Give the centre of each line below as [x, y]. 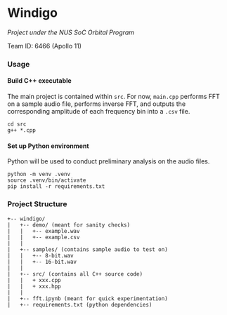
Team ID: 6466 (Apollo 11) [45, 46]
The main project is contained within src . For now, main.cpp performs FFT [113, 97]
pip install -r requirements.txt [56, 187]
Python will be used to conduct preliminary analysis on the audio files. [109, 161]
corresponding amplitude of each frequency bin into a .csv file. [99, 112]
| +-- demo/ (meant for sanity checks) [69, 225]
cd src [17, 124]
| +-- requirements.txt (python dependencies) [80, 304]
